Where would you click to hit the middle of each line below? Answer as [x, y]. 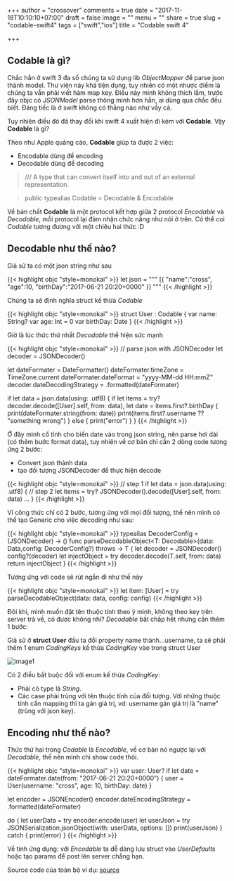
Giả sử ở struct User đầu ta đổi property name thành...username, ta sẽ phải [117, 640]
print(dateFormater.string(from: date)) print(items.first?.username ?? [106, 413]
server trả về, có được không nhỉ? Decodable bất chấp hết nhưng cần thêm [116, 619]
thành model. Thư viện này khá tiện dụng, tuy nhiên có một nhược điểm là [114, 85]
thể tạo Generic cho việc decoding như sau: [71, 520]
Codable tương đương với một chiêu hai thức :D [76, 226]
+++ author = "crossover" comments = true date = [80, 10]
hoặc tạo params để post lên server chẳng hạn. [76, 856]
